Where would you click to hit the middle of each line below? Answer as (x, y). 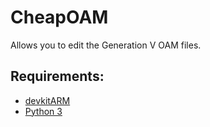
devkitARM (47, 100)
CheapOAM (59, 17)
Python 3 (43, 111)
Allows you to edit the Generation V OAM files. (106, 45)
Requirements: (57, 76)
